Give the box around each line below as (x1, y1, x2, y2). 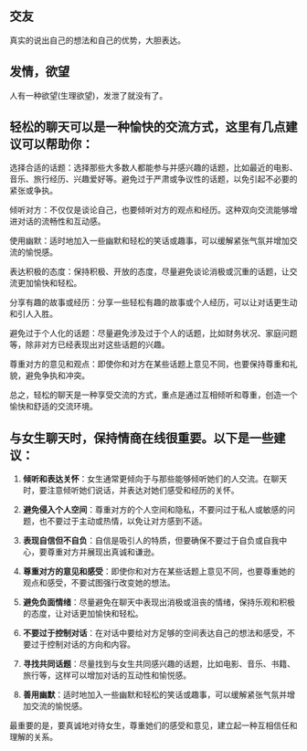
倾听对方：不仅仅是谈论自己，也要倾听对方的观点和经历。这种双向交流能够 (9, 205, 290, 216)
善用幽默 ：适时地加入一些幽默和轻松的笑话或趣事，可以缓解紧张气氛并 (22, 689, 288, 701)
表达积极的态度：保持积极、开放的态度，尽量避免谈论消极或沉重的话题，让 (9, 266, 290, 277)
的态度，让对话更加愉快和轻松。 (22, 608, 143, 619)
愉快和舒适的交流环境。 (9, 401, 98, 412)
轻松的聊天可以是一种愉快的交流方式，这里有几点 (9, 120, 286, 135)
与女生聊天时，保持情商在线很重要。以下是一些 (9, 430, 274, 446)
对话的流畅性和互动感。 (16, 216, 106, 227)
